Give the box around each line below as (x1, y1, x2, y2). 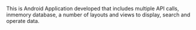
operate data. (6, 18, 40, 24)
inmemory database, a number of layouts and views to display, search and (6, 11, 191, 18)
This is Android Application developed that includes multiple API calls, (6, 5, 179, 12)
